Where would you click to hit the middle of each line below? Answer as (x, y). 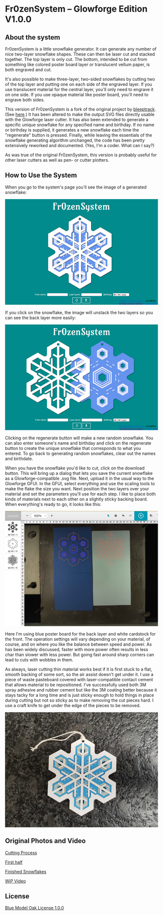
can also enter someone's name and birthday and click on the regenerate (78, 443)
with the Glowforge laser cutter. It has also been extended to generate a (77, 120)
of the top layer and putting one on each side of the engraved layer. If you (79, 84)
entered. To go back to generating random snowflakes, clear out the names (81, 453)
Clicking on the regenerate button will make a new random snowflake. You (79, 438)
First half (14, 862)
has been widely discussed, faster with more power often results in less (77, 649)
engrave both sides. (25, 100)
